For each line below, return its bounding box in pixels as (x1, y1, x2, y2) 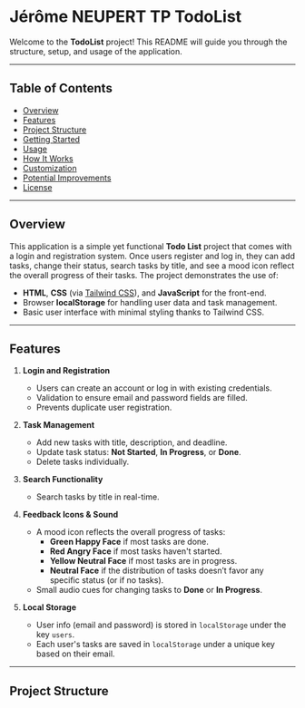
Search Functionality (22, 474, 103, 485)
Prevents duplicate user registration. (35, 402, 172, 413)
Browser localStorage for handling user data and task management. (22, 296, 278, 307)
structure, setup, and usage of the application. (9, 45, 183, 56)
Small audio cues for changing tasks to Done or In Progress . (35, 585, 263, 596)
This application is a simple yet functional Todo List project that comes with (9, 240, 292, 251)
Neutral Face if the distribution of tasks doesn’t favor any (49, 565, 265, 577)
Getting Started (22, 133, 80, 144)
